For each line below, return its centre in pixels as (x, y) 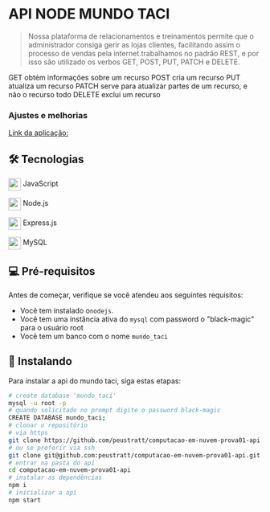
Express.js (40, 223)
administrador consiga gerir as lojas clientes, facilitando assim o (134, 44)
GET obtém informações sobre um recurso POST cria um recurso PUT (125, 77)
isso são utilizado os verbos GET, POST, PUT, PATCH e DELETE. (134, 62)
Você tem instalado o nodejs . (67, 310)
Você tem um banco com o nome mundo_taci (94, 336)
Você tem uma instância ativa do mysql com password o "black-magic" (137, 319)
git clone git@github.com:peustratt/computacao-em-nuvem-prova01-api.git (135, 455)
